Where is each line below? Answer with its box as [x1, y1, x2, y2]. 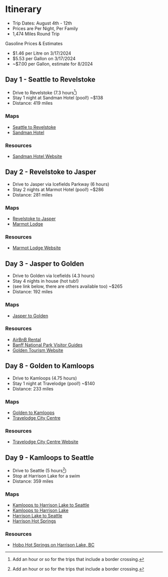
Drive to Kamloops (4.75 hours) [12, 375, 77, 381]
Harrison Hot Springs [12, 518, 56, 524]
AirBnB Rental [12, 336, 41, 342]
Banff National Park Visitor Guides [12, 342, 83, 348]
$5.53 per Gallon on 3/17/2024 [12, 55, 76, 61]
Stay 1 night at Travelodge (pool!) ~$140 [12, 380, 95, 387]
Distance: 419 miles [12, 100, 53, 106]
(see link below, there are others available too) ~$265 [12, 283, 122, 289]
